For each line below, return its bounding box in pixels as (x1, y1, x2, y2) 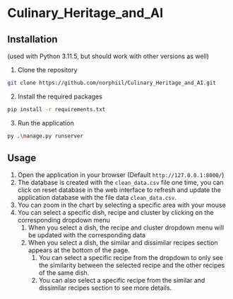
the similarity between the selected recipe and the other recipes (38, 261, 225, 270)
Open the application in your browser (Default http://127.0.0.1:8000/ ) (17, 171, 225, 179)
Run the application (17, 118, 74, 127)
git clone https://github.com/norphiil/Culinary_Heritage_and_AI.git (7, 79, 217, 86)
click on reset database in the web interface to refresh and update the (17, 186, 221, 194)
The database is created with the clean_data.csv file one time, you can (17, 179, 224, 187)
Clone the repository (17, 66, 78, 74)
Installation (7, 33, 58, 45)
